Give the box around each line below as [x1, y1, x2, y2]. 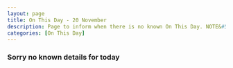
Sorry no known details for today [7, 53, 120, 62]
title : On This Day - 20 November [7, 17, 107, 24]
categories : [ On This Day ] [7, 29, 85, 37]
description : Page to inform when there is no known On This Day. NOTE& [7, 23, 222, 30]
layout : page [7, 10, 45, 17]
